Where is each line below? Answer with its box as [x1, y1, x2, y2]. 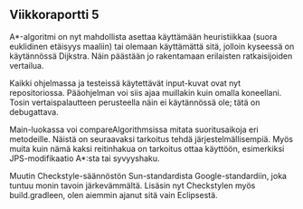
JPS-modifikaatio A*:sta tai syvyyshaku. [9, 153, 160, 164]
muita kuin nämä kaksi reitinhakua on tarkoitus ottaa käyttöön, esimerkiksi [9, 143, 285, 154]
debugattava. [9, 106, 59, 117]
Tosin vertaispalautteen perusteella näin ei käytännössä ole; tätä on [9, 97, 260, 108]
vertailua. [9, 60, 44, 71]
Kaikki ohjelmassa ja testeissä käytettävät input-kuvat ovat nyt [9, 77, 241, 89]
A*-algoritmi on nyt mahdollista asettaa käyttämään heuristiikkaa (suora [9, 31, 278, 42]
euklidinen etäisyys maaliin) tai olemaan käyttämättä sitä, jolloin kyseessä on [9, 41, 295, 52]
